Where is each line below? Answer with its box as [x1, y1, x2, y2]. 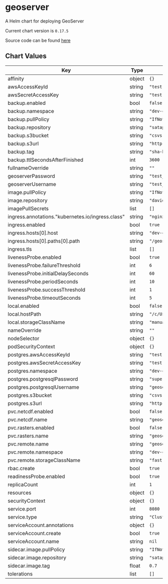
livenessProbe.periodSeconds [7, 278, 78, 285]
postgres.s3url [7, 400, 42, 407]
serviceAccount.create [7, 530, 61, 537]
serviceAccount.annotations [7, 522, 74, 529]
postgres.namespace [7, 367, 57, 374]
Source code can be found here [5, 37, 71, 43]
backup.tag [7, 148, 34, 155]
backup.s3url [7, 140, 39, 147]
